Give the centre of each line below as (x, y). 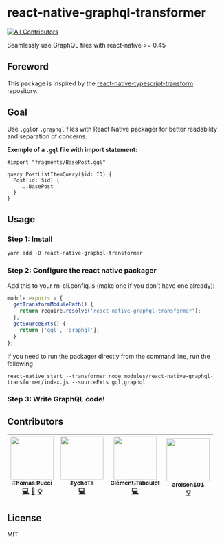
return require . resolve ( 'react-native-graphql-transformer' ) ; (110, 311)
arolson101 (188, 484)
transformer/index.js (38, 382)
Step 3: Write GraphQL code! (56, 399)
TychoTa (82, 483)
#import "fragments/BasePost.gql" (57, 162)
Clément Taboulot (135, 483)
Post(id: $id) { (36, 180)
